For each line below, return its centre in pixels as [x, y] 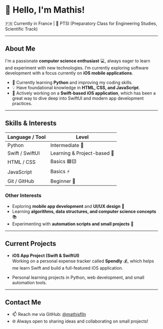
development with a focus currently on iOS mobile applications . [69, 73]
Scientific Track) [21, 29]
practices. [22, 103]
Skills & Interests [31, 123]
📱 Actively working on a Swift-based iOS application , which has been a [84, 93]
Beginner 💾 [63, 181]
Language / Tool [27, 137]
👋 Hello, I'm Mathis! [45, 10]
